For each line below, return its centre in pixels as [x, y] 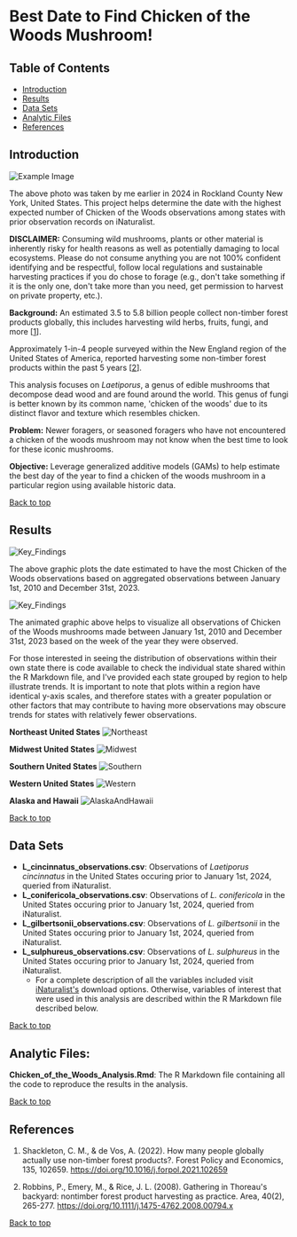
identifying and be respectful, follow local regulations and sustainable [136, 267]
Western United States [52, 784]
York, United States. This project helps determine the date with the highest [145, 202]
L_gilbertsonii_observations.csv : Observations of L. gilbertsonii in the [151, 924]
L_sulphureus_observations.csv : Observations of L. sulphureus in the [151, 952]
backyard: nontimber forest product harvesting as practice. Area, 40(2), [153, 1196]
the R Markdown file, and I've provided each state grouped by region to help [148, 677]
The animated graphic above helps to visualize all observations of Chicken [145, 622]
